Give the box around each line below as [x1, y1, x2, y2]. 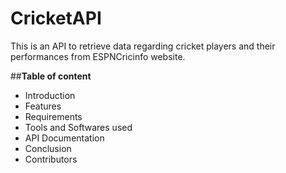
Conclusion [24, 142, 72, 154]
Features [24, 100, 62, 112]
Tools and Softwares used [24, 121, 133, 133]
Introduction [24, 89, 76, 101]
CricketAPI [10, 7, 102, 30]
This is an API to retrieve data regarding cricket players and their [10, 40, 276, 52]
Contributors [24, 153, 78, 165]
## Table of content [10, 70, 92, 82]
